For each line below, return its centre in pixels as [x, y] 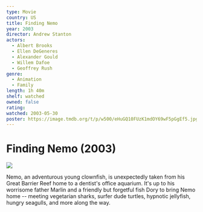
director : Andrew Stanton [39, 35]
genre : [14, 74]
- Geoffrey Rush [32, 68]
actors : [16, 40]
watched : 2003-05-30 [32, 113]
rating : [16, 108]
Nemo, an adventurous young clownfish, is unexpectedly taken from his [96, 177]
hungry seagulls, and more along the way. [58, 203]
